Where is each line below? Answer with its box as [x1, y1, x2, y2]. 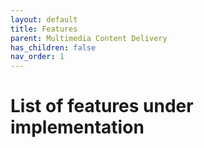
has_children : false [10, 42, 97, 53]
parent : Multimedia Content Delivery [10, 33, 168, 43]
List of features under [10, 95, 194, 118]
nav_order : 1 [10, 52, 65, 62]
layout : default [10, 14, 78, 25]
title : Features [10, 24, 78, 34]
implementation [10, 116, 145, 139]
